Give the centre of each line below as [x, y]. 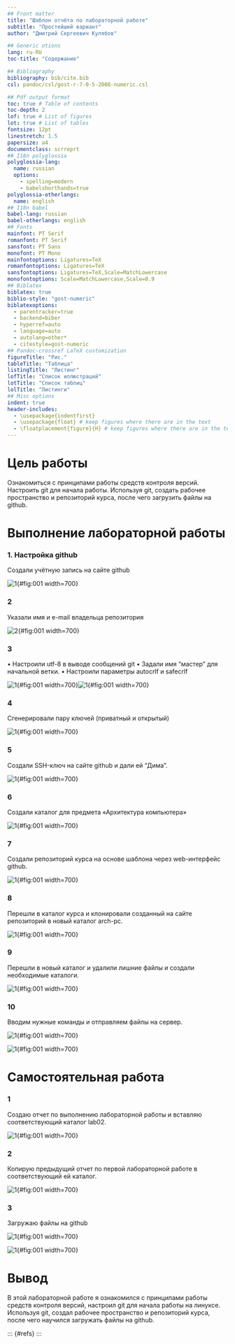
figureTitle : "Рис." [37, 357]
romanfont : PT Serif [37, 240]
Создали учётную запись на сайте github [69, 570]
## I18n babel [28, 208]
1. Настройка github [43, 555]
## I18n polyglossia [37, 156]
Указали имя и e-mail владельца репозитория [76, 617]
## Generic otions [34, 46]
